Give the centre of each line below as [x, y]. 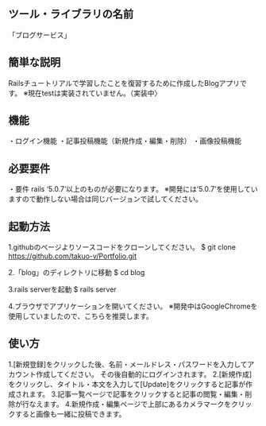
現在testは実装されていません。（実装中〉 [94, 93]
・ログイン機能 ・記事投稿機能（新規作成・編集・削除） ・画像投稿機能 [125, 141]
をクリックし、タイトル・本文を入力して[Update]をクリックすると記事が [127, 384]
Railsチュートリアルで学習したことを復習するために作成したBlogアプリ [124, 83]
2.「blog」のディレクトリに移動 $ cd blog [77, 273]
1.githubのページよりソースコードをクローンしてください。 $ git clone [122, 247]
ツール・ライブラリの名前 [71, 14]
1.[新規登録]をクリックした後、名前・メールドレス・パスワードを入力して [128, 364]
